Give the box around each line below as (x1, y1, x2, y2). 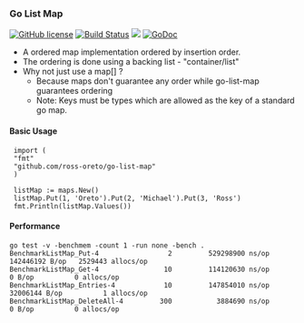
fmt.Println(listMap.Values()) (13, 201, 132, 211)
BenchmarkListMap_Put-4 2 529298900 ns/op (9, 248, 270, 257)
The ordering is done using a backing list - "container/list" (22, 56, 240, 67)
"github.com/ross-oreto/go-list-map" (13, 162, 156, 171)
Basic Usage (9, 126, 57, 136)
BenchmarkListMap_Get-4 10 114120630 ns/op (9, 265, 270, 274)
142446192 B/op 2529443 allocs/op (9, 257, 148, 266)
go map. (35, 105, 68, 116)
